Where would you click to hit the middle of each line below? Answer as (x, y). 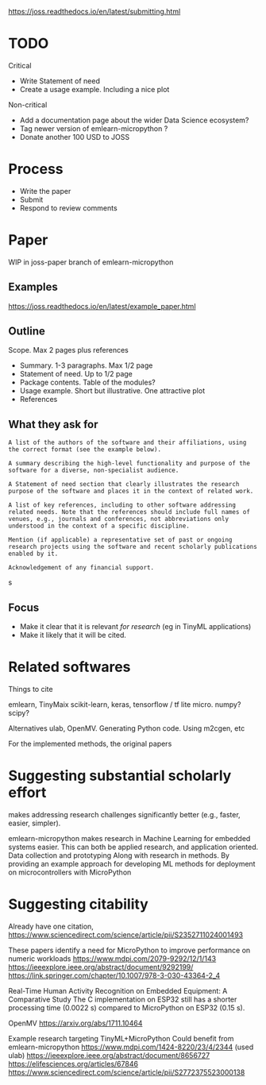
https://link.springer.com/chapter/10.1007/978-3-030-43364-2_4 (114, 975)
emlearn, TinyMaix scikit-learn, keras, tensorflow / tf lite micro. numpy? (125, 705)
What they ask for (53, 424)
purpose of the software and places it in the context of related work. (131, 492)
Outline (27, 332)
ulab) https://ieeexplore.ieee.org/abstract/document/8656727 (109, 1055)
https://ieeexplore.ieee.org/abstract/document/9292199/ (101, 967)
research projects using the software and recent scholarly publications (133, 547)
